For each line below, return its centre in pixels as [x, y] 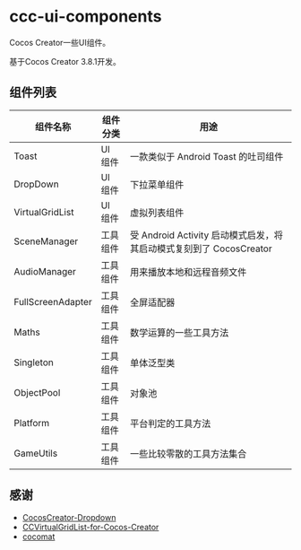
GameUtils [36, 453]
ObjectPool [37, 392]
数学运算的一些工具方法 [179, 332]
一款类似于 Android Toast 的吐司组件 [206, 156]
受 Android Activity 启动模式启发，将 [206, 235]
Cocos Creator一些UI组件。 [60, 42]
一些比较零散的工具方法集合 [188, 453]
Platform [32, 423]
